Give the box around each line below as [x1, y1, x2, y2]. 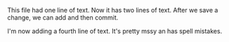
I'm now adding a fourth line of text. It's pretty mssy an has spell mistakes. [7, 27, 223, 35]
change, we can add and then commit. [7, 13, 119, 22]
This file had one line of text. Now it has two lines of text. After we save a [7, 6, 218, 14]
